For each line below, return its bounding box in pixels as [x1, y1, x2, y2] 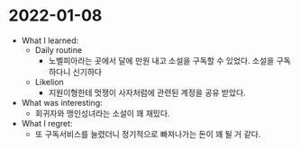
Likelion [34, 76, 64, 87]
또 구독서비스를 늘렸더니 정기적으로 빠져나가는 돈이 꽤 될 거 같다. [34, 128, 261, 139]
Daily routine [34, 44, 83, 55]
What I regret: [21, 118, 73, 128]
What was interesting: [21, 97, 103, 108]
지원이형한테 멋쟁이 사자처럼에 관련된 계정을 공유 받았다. [48, 87, 247, 98]
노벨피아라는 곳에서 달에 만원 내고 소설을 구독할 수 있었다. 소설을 [48, 55, 275, 65]
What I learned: [21, 35, 79, 46]
